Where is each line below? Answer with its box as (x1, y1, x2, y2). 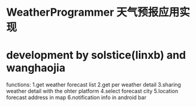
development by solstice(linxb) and (6, 49, 186, 62)
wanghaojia (6, 61, 66, 75)
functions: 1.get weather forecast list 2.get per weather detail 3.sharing (6, 81, 182, 88)
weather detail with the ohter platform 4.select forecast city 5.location (6, 88, 179, 95)
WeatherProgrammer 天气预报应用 (6, 5, 180, 19)
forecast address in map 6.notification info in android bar (6, 94, 147, 101)
